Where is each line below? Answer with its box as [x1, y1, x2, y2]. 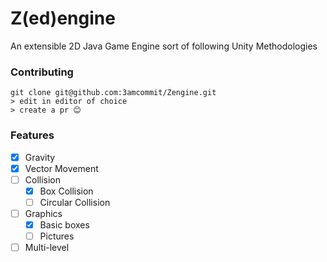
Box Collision [39, 185, 94, 197]
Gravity [24, 151, 56, 163]
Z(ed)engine [10, 7, 116, 30]
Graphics [24, 207, 63, 219]
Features [10, 128, 55, 142]
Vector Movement [24, 162, 99, 174]
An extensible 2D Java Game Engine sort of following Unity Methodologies [10, 40, 318, 52]
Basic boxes [39, 218, 90, 231]
